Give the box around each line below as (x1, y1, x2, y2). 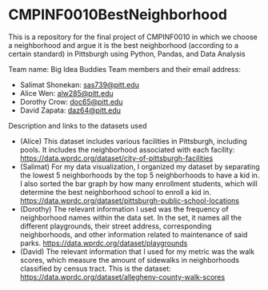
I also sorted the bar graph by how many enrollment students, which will (19, 178, 258, 189)
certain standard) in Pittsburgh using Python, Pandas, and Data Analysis (8, 49, 246, 58)
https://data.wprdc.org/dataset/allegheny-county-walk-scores (19, 272, 226, 281)
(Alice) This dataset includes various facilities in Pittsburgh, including (19, 136, 248, 145)
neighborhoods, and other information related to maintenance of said (19, 229, 248, 239)
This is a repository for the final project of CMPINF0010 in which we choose (8, 32, 258, 42)
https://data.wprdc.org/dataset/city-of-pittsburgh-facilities (19, 153, 214, 163)
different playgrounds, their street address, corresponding (19, 221, 212, 231)
